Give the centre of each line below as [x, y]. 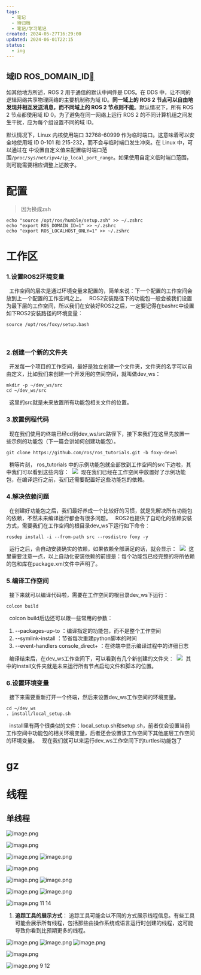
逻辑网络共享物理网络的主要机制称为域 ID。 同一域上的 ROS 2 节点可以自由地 [100, 99]
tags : [13, 12]
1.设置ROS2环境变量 [35, 276]
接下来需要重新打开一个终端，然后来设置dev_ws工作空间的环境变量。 [94, 697]
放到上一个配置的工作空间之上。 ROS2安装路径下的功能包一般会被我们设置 [99, 298]
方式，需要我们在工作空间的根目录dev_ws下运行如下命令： [78, 526]
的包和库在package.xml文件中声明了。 [54, 563]
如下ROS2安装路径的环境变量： [45, 313]
